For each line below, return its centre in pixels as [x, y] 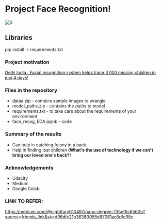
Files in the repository [31, 90]
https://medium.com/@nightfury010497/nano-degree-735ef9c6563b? [75, 212]
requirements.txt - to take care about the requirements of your [74, 111]
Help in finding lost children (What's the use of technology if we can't [83, 150]
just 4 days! [17, 78]
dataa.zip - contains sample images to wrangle [59, 101]
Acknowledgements [29, 168]
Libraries [19, 38]
